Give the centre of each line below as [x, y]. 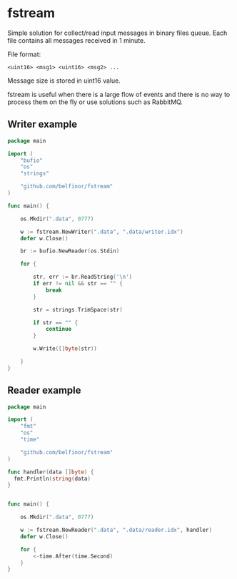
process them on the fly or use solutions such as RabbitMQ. [95, 102]
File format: [24, 54]
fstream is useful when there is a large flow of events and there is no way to [119, 94]
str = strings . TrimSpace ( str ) [78, 309]
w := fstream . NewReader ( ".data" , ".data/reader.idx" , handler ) [116, 530]
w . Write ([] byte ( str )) [65, 349]
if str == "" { [56, 322]
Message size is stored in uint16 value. [64, 81]
